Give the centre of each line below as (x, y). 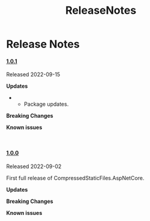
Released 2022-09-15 (33, 74)
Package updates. (46, 104)
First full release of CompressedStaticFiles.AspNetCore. (75, 178)
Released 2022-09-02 (34, 166)
